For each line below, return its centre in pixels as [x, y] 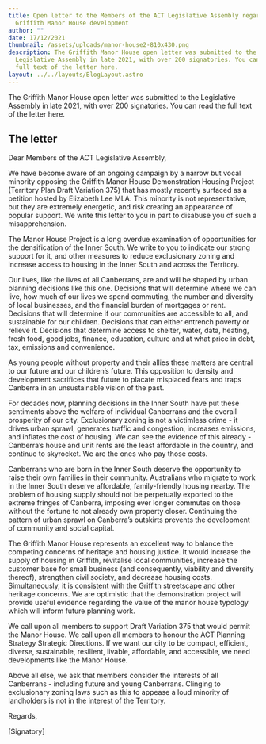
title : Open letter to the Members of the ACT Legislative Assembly [123, 15]
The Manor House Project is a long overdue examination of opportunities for [132, 240]
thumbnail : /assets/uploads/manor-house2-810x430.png [99, 45]
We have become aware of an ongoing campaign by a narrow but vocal [125, 173]
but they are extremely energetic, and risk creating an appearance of [121, 207]
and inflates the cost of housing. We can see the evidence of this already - [130, 437]
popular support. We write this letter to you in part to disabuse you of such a [133, 216]
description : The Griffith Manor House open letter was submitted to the [133, 52]
